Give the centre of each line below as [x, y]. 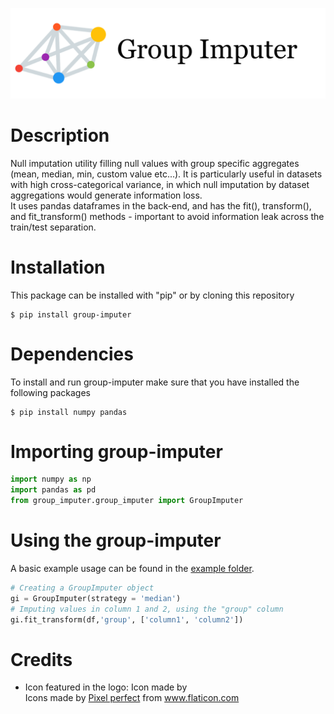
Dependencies [72, 354]
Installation [58, 267]
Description [60, 135]
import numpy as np [51, 479]
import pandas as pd [53, 490]
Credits [41, 659]
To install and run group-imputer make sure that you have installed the [155, 382]
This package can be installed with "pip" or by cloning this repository [152, 295]
